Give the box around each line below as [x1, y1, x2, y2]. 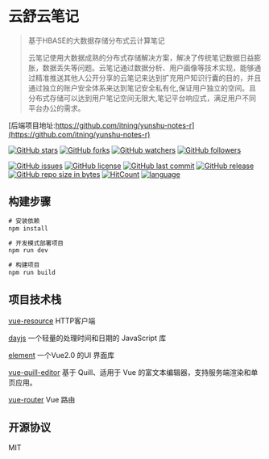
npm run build [8, 268, 56, 277]
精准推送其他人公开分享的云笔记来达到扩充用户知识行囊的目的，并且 [35, 73, 262, 82]
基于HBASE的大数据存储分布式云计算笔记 [27, 36, 165, 45]
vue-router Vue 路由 [8, 394, 76, 404]
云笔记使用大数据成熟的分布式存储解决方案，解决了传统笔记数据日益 [27, 53, 255, 62]
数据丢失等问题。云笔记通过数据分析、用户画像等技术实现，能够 [42, 62, 255, 73]
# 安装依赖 [8, 217, 40, 225]
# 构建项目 [8, 261, 40, 269]
